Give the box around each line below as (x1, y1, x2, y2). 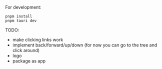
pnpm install (5, 14, 32, 19)
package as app (12, 58, 46, 64)
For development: (5, 4, 41, 10)
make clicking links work (12, 37, 63, 42)
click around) (12, 47, 40, 53)
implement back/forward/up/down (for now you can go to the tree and (12, 42, 157, 48)
